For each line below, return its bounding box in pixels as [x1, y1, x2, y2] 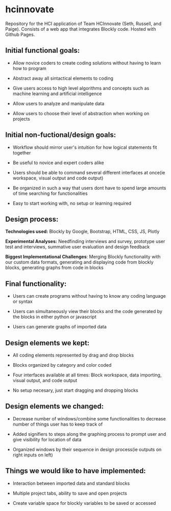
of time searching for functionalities [12, 190, 88, 196]
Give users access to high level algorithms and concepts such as [12, 85, 150, 91]
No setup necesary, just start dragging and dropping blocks [12, 387, 139, 393]
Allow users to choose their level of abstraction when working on [12, 110, 150, 116]
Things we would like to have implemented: [5, 466, 146, 475]
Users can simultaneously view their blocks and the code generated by [12, 308, 162, 315]
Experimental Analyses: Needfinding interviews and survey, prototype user [5, 238, 165, 245]
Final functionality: [5, 279, 67, 288]
